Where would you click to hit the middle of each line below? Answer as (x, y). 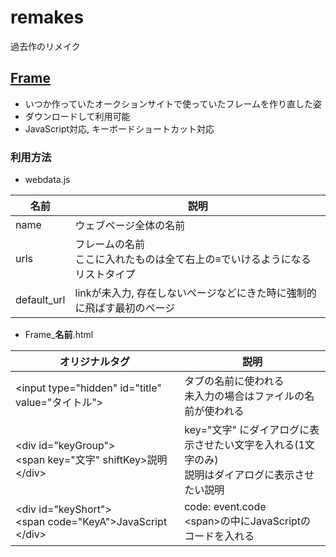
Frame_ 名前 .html (59, 335)
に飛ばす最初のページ (125, 308)
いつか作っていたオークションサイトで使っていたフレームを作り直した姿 (173, 103)
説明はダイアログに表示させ (249, 475)
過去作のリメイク (45, 46)
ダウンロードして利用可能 (77, 116)
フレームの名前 (110, 244)
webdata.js (47, 180)
